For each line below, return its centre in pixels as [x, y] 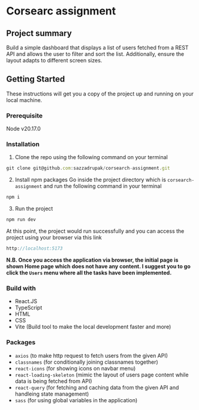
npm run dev [21, 220]
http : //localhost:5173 [34, 249]
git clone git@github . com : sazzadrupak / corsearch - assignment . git [88, 168]
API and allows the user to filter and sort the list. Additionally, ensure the [95, 54]
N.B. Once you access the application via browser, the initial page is [92, 260]
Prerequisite [25, 115]
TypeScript [28, 308]
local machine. [24, 100]
